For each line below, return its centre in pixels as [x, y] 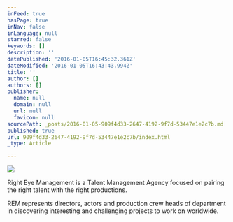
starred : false [29, 40]
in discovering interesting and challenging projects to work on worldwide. [113, 211]
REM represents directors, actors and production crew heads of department [116, 204]
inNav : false [26, 27]
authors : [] [24, 85]
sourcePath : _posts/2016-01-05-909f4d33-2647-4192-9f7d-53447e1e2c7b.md [115, 124]
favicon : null [34, 117]
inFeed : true [26, 14]
